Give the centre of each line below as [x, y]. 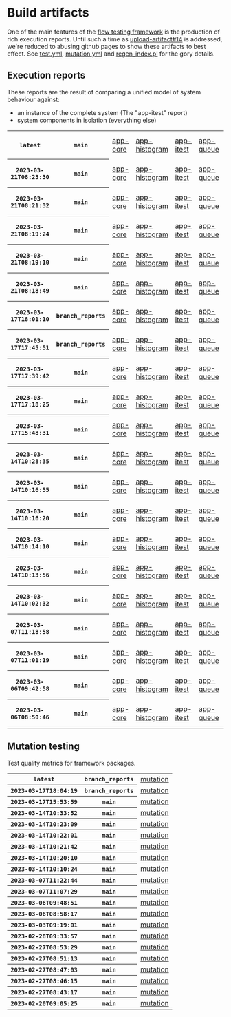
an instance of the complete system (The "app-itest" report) [102, 112]
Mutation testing [44, 747]
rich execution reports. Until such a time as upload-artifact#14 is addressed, [115, 39]
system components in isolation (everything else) [87, 120]
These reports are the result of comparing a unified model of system [104, 92]
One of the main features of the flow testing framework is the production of [113, 32]
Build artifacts [48, 13]
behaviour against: [33, 99]
